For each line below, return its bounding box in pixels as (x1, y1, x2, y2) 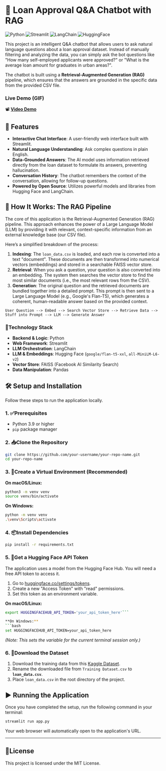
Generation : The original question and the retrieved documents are (12, 282, 149, 288)
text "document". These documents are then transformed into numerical (12, 256, 160, 262)
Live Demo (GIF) (5, 94, 44, 101)
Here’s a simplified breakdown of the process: (5, 241, 99, 247)
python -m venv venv (5, 513, 48, 517)
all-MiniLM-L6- (128, 352, 160, 357)
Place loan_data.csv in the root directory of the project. (12, 677, 125, 683)
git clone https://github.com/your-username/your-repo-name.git (5, 452, 140, 457)
